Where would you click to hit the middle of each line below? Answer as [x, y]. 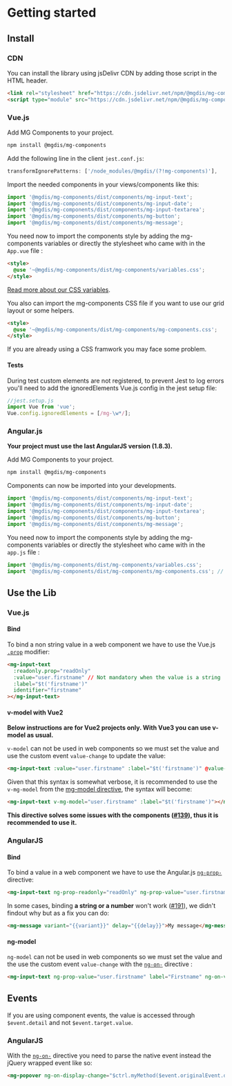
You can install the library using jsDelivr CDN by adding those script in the [112, 73]
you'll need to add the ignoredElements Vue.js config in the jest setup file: [112, 388]
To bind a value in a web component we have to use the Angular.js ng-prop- [115, 873]
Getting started [52, 13]
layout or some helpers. [41, 310]
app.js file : [23, 552]
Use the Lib [32, 593]
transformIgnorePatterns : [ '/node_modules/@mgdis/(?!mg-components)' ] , [112, 171]
